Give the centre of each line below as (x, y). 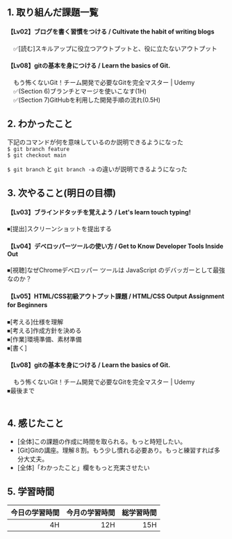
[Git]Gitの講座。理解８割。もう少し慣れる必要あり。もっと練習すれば (116, 450)
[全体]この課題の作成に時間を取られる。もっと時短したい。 (102, 442)
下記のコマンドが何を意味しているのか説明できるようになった (96, 142)
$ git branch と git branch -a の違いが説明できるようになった (97, 169)
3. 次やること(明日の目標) (62, 193)
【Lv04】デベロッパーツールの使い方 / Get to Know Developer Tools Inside (115, 246)
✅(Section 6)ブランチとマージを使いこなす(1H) (80, 91)
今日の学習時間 (35, 513)
